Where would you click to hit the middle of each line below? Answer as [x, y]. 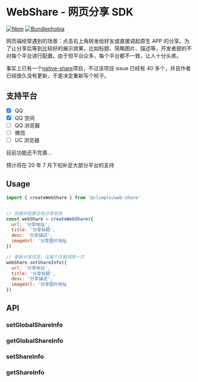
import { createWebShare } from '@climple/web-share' [74, 197]
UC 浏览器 [27, 140]
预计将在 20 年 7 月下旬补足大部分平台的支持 [60, 165]
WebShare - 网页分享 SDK [70, 12]
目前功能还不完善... [29, 153]
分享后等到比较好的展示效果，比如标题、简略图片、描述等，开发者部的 [101, 48]
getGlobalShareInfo [35, 341]
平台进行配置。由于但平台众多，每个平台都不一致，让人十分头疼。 [101, 55]
